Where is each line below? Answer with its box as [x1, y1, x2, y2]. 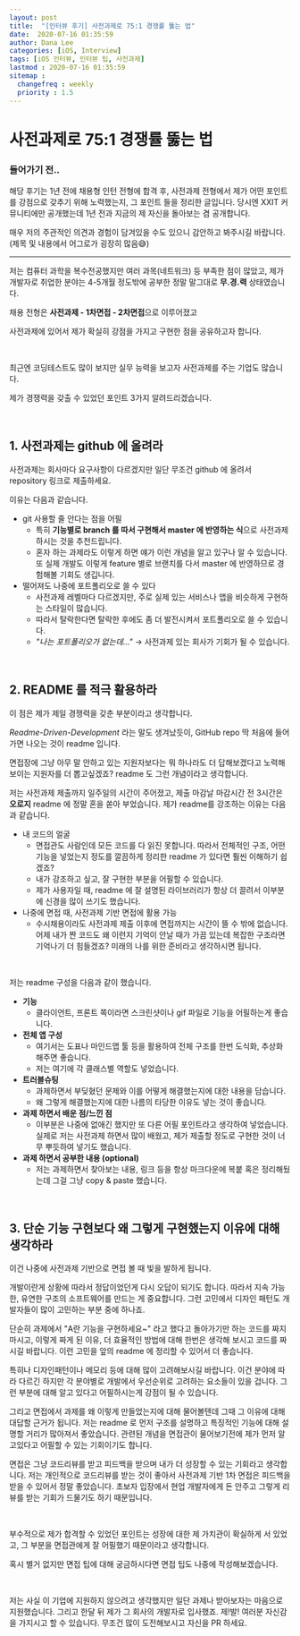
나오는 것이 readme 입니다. [25, 737, 121, 748]
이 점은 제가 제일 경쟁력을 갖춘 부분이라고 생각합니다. [9, 708, 193, 719]
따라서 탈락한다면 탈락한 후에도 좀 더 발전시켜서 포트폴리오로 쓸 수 [35, 614, 265, 625]
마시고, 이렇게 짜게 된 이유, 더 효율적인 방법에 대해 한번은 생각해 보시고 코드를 [9, 1334, 279, 1345]
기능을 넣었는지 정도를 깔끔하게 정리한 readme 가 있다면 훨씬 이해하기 [35, 851, 279, 862]
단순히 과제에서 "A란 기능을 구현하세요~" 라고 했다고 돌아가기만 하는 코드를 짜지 [9, 1324, 287, 1334]
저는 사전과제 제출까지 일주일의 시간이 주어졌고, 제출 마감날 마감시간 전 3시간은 [9, 787, 283, 797]
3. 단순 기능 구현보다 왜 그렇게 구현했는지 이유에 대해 [9, 1221, 280, 1236]
